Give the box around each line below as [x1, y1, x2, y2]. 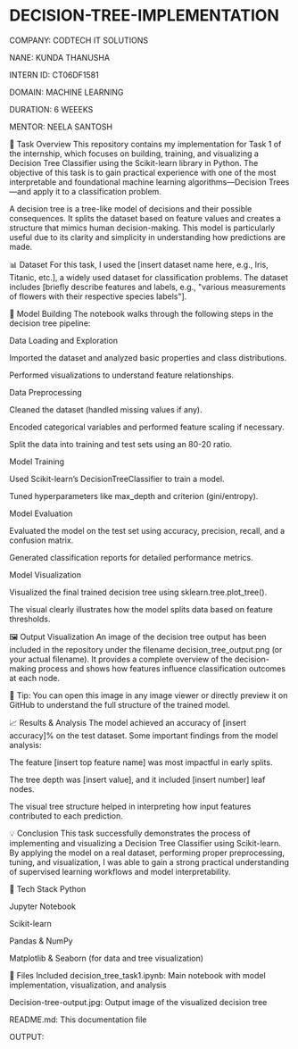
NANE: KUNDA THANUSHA [9, 52, 110, 62]
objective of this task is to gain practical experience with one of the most [9, 167, 277, 178]
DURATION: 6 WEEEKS [9, 104, 94, 114]
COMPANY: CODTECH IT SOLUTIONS [9, 35, 149, 46]
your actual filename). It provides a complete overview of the [9, 654, 234, 664]
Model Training [9, 456, 65, 467]
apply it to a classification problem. [32, 186, 162, 196]
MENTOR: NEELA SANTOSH [9, 121, 113, 132]
